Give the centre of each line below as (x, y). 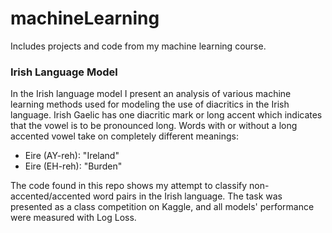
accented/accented (50, 196)
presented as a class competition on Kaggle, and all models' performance (162, 207)
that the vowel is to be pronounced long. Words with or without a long (154, 126)
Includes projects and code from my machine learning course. (138, 46)
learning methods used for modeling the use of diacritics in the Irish (150, 104)
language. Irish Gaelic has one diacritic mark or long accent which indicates (166, 115)
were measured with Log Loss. (73, 218)
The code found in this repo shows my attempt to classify (129, 186)
